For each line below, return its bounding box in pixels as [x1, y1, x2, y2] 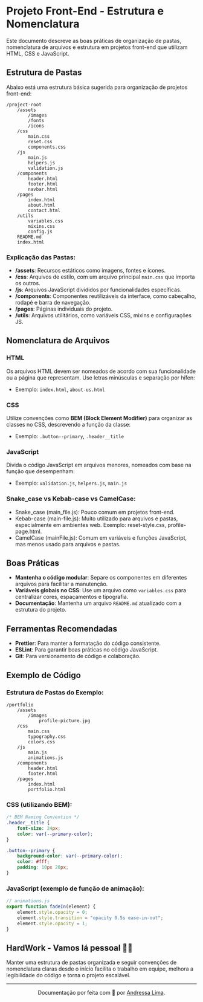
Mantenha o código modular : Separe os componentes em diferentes [14, 574, 187, 581]
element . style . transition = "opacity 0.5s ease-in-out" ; [17, 914, 164, 921]
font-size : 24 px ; [17, 825, 61, 832]
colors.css [28, 739, 56, 745]
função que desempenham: [6, 468, 76, 475]
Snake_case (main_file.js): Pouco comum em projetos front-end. [14, 508, 175, 516]
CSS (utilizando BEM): [6, 800, 72, 809]
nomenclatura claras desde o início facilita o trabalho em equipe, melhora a [6, 965, 194, 972]
